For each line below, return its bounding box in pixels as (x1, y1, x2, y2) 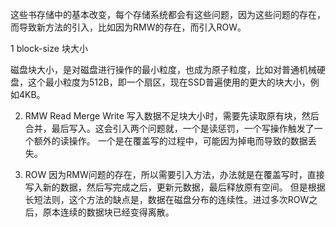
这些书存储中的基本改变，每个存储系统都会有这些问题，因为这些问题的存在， (10, 9, 326, 20)
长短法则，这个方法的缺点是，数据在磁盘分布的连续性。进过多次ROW (24, 194, 310, 205)
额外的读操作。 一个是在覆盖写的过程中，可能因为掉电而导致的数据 (33, 135, 308, 147)
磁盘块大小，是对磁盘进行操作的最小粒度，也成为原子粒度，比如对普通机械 (10, 64, 317, 75)
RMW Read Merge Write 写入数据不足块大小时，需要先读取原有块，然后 (24, 110, 320, 122)
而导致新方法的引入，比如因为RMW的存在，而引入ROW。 (10, 21, 247, 33)
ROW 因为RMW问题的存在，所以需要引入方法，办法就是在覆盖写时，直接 (24, 169, 325, 180)
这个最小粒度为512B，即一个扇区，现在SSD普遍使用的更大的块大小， (27, 76, 311, 88)
